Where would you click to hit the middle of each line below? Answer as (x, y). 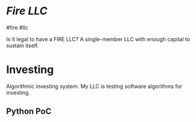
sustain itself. (22, 45)
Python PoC (29, 112)
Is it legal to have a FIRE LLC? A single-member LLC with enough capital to (98, 39)
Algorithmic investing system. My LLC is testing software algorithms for (94, 86)
